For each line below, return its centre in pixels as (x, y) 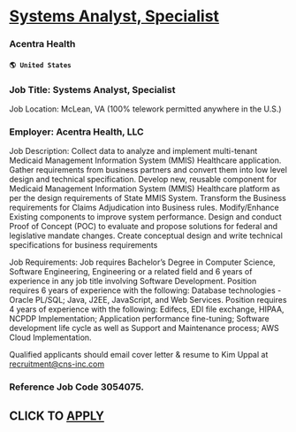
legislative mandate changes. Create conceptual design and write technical (146, 235)
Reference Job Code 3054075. (76, 387)
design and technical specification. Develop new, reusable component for (143, 180)
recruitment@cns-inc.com (57, 364)
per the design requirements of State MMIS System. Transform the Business (148, 198)
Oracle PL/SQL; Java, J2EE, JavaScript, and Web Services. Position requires (148, 300)
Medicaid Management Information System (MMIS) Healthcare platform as (145, 189)
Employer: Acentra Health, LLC (76, 132)
